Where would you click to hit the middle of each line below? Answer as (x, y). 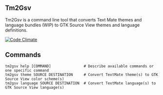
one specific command (27, 70)
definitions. (16, 30)
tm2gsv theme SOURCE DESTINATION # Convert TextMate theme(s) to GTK (82, 75)
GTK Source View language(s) (35, 87)
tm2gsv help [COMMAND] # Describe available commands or (79, 66)
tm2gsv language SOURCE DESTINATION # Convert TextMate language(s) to (81, 83)
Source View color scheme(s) (35, 79)
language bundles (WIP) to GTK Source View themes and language (72, 25)
